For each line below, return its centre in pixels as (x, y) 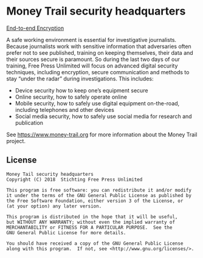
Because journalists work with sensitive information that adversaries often (99, 46)
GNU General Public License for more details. (66, 232)
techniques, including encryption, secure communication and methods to (98, 72)
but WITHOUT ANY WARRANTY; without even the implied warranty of (91, 222)
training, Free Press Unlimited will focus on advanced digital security (92, 66)
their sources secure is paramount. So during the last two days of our (93, 59)
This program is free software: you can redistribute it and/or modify (99, 190)
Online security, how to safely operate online (71, 97)
